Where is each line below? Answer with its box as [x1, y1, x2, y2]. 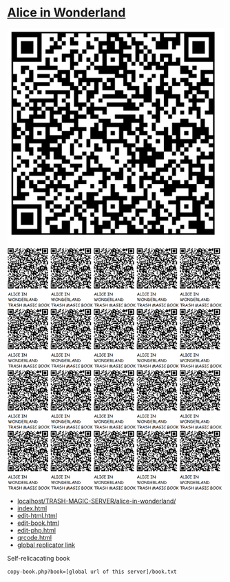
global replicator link [17, 541, 76, 549]
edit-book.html [17, 519, 60, 527]
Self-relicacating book [7, 554, 70, 562]
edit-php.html [17, 526, 56, 534]
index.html [17, 504, 48, 512]
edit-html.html [17, 511, 57, 519]
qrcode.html [17, 533, 52, 541]
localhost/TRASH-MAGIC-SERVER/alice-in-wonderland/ [17, 497, 176, 505]
